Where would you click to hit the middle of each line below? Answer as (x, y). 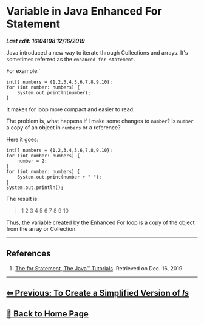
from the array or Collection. (42, 228)
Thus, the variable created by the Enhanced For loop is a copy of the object (101, 222)
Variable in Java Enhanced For (84, 11)
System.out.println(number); (54, 92)
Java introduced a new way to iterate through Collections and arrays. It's (97, 52)
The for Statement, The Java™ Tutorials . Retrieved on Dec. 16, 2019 (99, 268)
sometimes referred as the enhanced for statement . (71, 59)
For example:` (23, 70)
